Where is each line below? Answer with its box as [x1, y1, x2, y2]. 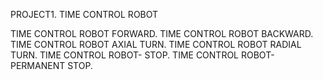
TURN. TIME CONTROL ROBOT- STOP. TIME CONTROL [10, 49, 240, 61]
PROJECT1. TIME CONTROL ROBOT [10, 9, 159, 20]
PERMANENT [10, 60, 66, 71]
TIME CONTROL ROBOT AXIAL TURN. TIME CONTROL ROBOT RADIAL [10, 39, 302, 50]
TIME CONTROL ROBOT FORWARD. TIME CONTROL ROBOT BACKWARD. [10, 28, 314, 39]
